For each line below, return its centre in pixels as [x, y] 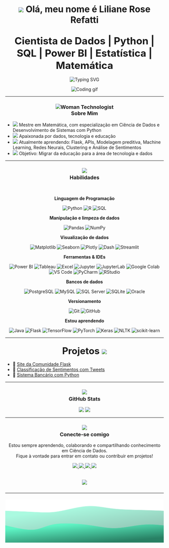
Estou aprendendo [84, 321]
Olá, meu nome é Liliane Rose [88, 9]
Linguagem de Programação [84, 198]
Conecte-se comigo [84, 435]
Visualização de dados [84, 237]
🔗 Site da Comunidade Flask [42, 364]
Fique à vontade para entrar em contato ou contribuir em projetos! [84, 456]
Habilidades [84, 178]
